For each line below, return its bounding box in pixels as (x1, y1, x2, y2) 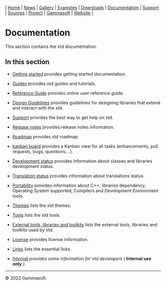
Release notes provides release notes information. (12, 124, 115, 130)
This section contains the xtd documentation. (5, 43, 97, 49)
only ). (12, 261, 26, 267)
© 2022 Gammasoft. (5, 275, 47, 281)
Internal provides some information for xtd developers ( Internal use (12, 255, 152, 261)
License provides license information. (12, 236, 89, 242)
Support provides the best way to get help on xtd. (12, 114, 114, 121)
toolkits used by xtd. (12, 227, 54, 233)
